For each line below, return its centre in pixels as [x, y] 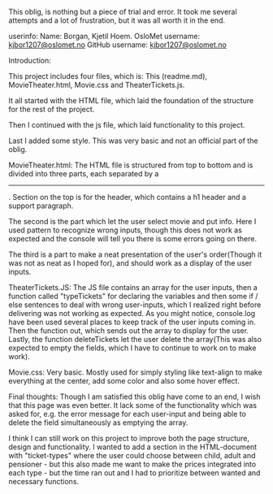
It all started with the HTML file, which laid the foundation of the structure [131, 100]
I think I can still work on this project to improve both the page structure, [129, 438]
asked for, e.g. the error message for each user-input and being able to [127, 414]
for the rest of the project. [52, 109]
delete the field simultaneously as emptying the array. [98, 422]
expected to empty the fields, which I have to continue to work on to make [133, 348]
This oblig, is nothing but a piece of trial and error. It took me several [123, 12]
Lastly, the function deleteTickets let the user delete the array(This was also [135, 339]
